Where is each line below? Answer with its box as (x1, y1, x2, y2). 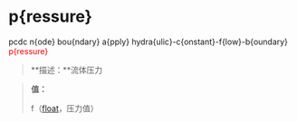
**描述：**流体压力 (30, 64, 103, 75)
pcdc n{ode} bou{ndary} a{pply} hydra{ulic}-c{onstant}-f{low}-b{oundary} (8, 36, 289, 47)
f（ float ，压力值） (30, 102, 99, 114)
